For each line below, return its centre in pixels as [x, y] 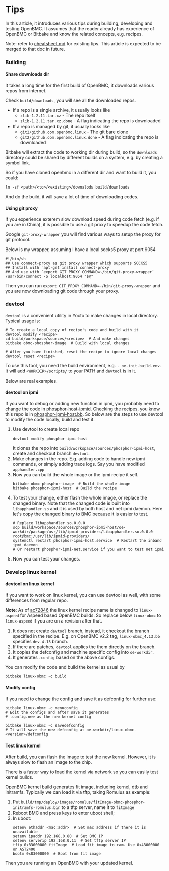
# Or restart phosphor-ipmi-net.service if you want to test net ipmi [88, 549]
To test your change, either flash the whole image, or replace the [80, 497]
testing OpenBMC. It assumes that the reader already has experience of [80, 28]
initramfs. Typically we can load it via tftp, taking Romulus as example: [78, 792]
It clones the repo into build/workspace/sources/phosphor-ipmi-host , [84, 448]
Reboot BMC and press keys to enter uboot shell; [64, 813]
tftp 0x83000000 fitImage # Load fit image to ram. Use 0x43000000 [86, 845]
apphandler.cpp [29, 470]
